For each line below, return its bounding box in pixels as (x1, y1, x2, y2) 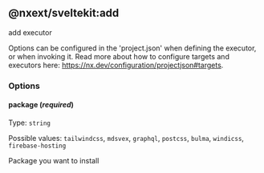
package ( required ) (8, 100, 75, 110)
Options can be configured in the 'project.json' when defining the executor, (8, 43, 257, 53)
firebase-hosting (8, 142, 67, 150)
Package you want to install (8, 155, 100, 165)
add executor (8, 27, 52, 37)
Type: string (8, 118, 51, 127)
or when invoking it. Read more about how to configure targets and (8, 51, 230, 61)
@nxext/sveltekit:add (8, 6, 120, 20)
